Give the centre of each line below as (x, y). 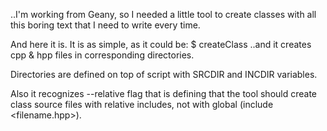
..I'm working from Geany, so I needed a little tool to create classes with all (163, 14)
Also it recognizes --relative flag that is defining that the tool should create (164, 93)
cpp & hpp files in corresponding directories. (102, 55)
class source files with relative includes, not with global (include (142, 104)
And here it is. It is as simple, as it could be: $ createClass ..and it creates (161, 44)
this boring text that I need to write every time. (105, 25)
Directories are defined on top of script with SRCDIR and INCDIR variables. (164, 74)
